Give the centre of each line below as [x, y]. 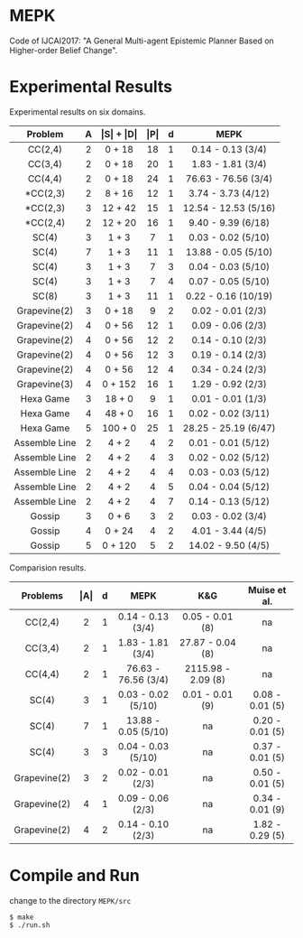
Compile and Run [74, 876]
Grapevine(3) [45, 384]
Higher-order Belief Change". [64, 50]
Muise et [267, 590]
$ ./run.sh [30, 925]
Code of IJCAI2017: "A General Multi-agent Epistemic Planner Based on [142, 41]
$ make [22, 917]
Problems [42, 595]
